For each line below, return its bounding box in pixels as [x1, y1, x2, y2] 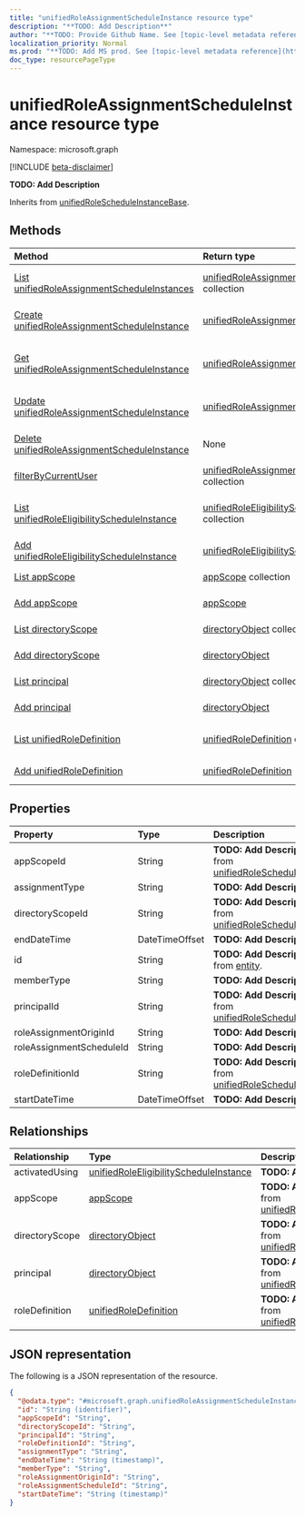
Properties [9, 801, 71, 817]
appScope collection [202, 570, 290, 583]
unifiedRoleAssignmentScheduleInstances [14, 282, 194, 295]
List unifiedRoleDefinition [14, 733, 121, 745]
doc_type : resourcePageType [9, 55, 116, 64]
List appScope [14, 570, 75, 583]
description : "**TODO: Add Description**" [9, 22, 172, 31]
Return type [202, 250, 256, 262]
